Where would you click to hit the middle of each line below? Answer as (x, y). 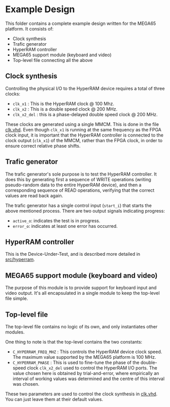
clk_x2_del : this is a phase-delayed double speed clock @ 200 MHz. (85, 114)
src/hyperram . (20, 259)
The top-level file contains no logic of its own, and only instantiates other (81, 327)
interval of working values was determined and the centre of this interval (89, 379)
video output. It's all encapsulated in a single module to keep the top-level (82, 293)
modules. (15, 332)
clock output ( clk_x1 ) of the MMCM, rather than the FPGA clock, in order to (84, 140)
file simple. (17, 298)
